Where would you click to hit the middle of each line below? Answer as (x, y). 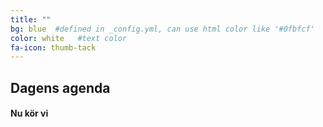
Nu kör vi (29, 113)
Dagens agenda (60, 87)
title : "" (31, 19)
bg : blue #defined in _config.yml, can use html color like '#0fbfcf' (162, 29)
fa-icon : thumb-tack (53, 47)
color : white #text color (69, 38)
